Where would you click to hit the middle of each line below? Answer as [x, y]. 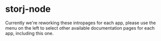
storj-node [28, 9]
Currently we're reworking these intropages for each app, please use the [80, 23]
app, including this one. [29, 33]
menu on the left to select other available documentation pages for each [80, 28]
